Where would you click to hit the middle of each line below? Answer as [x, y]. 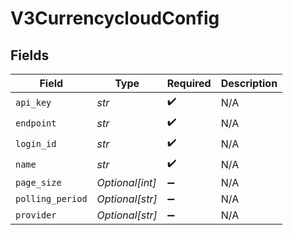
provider [36, 215]
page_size [38, 182]
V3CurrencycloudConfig [115, 18]
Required [189, 83]
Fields [30, 55]
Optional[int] [126, 182]
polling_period [51, 198]
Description [249, 83]
